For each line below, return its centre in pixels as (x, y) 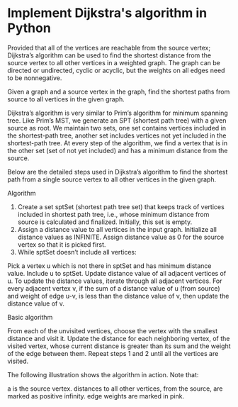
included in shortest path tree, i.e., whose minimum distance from (113, 214)
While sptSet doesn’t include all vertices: (77, 252)
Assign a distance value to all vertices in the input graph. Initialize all (117, 229)
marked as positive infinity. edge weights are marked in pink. (96, 396)
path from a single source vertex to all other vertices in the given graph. (112, 179)
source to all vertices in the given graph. (66, 99)
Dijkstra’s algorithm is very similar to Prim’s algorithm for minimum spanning (118, 113)
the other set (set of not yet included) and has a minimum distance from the (118, 150)
